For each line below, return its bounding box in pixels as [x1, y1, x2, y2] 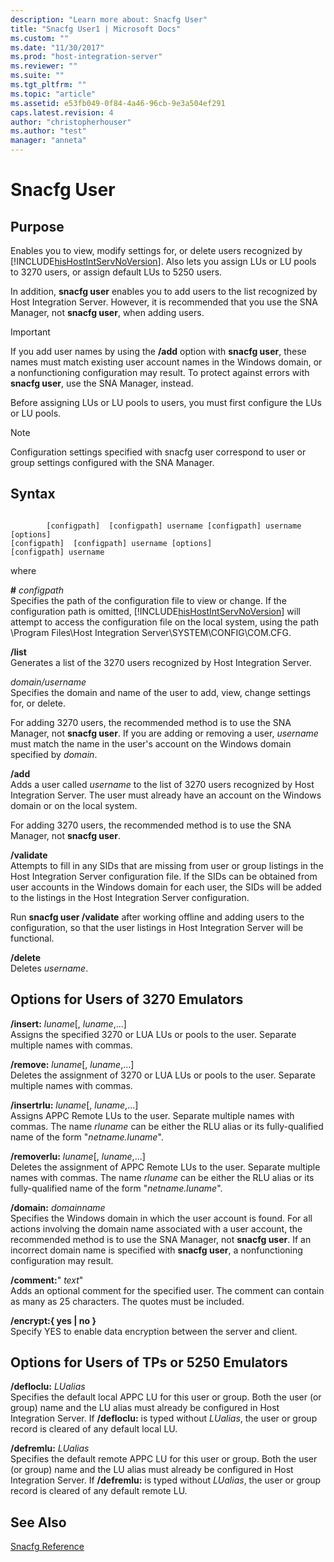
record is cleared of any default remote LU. [10, 1485, 188, 1497]
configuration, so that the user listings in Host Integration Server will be [10, 921, 304, 933]
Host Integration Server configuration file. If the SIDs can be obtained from [10, 870, 318, 882]
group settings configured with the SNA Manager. [10, 457, 215, 468]
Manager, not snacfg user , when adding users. [10, 307, 205, 318]
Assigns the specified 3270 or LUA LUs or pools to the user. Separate [10, 1028, 297, 1040]
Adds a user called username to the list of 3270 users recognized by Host [10, 778, 315, 790]
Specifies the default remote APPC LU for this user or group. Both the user [10, 1453, 318, 1465]
